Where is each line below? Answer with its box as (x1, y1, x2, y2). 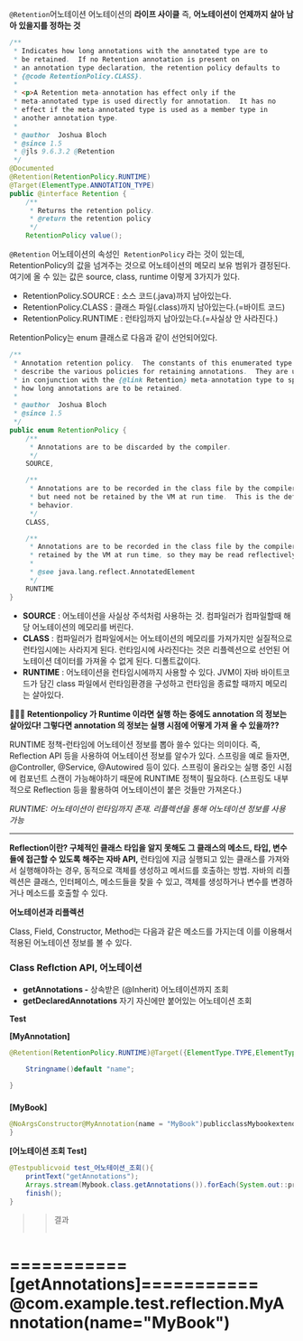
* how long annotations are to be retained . (13, 384, 183, 393)
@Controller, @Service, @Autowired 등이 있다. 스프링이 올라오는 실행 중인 (9, 761, 276, 772)
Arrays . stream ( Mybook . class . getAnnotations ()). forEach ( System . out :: (25, 1180, 289, 1189)
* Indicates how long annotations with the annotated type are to (13, 46, 269, 55)
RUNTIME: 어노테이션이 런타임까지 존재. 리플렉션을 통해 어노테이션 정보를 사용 (9, 803, 286, 814)
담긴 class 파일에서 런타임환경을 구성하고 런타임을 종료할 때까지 (39, 677, 263, 689)
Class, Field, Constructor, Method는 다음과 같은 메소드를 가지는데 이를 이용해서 (9, 926, 293, 936)
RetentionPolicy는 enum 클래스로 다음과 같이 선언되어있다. (9, 332, 218, 342)
